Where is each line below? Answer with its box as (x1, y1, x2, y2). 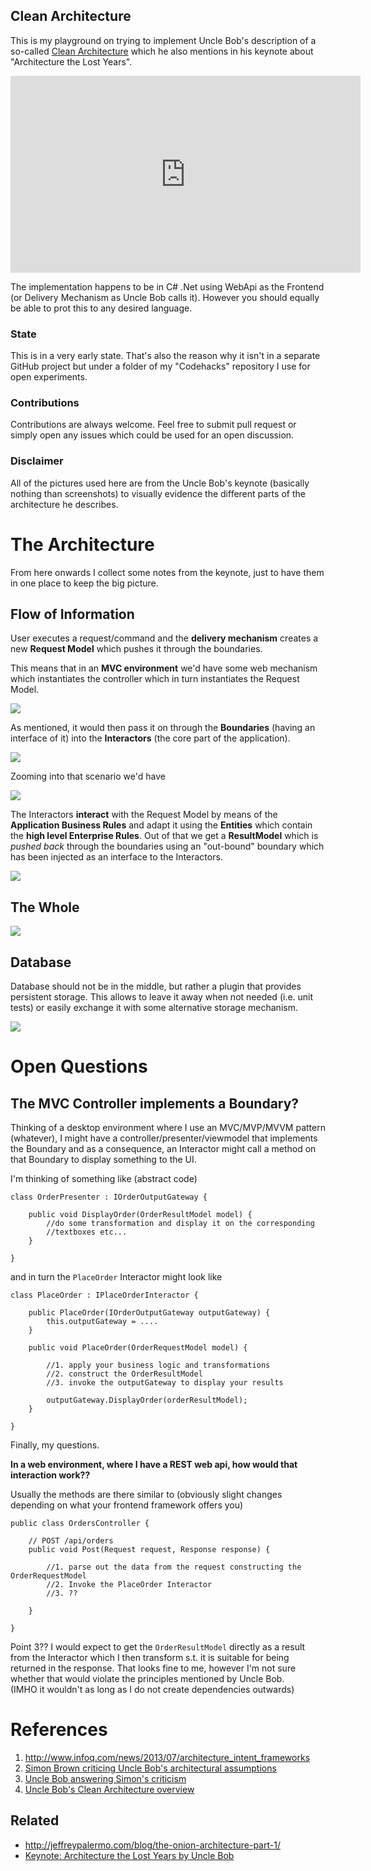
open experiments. (10, 371, 88, 383)
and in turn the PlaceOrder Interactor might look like (10, 1271, 223, 1283)
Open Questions (10, 1055, 148, 1078)
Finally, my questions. (10, 1439, 100, 1451)
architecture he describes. (10, 498, 119, 510)
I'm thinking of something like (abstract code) (10, 1173, 198, 1185)
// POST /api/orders (28, 1536, 114, 1546)
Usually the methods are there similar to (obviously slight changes (10, 1489, 283, 1501)
